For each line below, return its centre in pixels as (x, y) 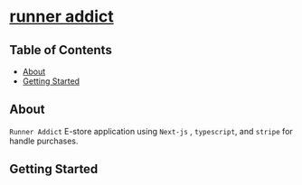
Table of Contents (61, 50)
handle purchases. (44, 141)
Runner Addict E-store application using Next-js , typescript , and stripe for (151, 131)
